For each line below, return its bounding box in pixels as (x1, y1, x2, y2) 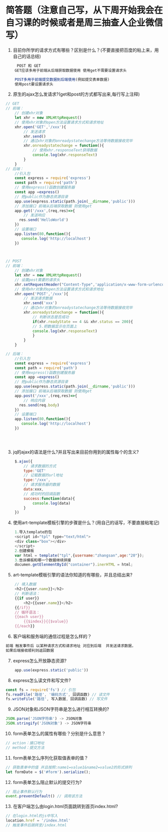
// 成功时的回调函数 (23, 491, 60, 496)
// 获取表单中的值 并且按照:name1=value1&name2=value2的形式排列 (5, 764, 133, 770)
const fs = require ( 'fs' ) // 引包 (5, 687, 76, 692)
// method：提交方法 (5, 745, 44, 750)
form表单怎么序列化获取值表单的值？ (12, 754, 89, 760)
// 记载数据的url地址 (23, 473, 63, 478)
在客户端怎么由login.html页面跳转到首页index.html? (12, 803, 118, 809)
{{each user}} (14, 614, 44, 619)
